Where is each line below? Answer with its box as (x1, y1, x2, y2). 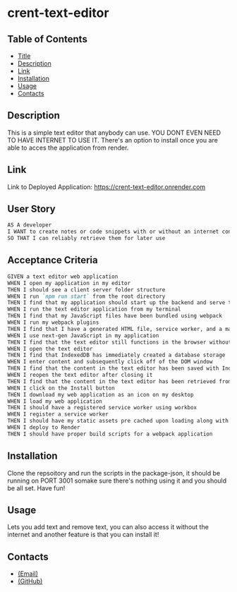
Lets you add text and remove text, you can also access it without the (7, 523, 209, 531)
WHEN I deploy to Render (7, 424, 80, 431)
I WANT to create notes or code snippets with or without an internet (7, 228, 219, 236)
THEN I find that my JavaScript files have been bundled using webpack (7, 313, 222, 320)
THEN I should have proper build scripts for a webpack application (7, 430, 213, 437)
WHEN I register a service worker (7, 411, 109, 418)
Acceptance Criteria (7, 254, 98, 266)
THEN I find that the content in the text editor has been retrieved (7, 377, 217, 385)
